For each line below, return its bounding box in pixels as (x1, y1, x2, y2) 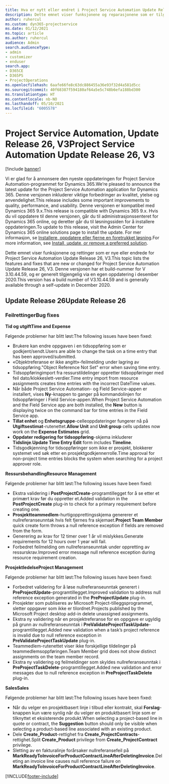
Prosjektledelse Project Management (5, 564, 83, 570)
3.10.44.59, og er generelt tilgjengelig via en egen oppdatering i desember (5, 271, 158, 277)
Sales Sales (5, 685, 29, 691)
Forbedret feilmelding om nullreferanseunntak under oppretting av (12, 544, 150, 550)
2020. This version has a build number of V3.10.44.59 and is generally (5, 276, 149, 283)
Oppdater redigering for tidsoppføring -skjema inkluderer (12, 434, 133, 440)
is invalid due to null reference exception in (12, 632, 102, 638)
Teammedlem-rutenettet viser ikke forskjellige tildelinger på (12, 643, 136, 649)
